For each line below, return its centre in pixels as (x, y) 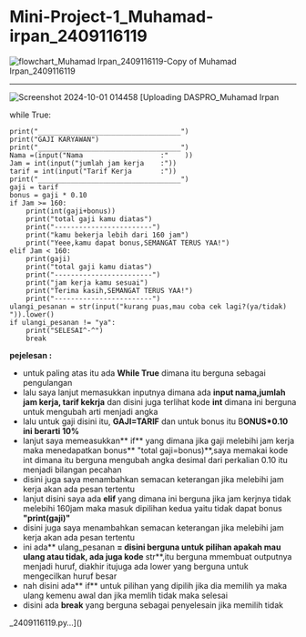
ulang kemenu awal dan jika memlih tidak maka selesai (125, 595)
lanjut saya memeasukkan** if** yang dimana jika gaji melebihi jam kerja (158, 440)
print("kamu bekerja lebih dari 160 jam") (107, 235)
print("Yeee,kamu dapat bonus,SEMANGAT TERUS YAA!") (128, 243)
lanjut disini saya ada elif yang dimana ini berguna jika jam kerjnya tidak (157, 499)
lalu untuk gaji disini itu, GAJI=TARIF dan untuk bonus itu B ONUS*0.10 (155, 421)
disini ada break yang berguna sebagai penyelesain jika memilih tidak (153, 605)
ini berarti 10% (51, 430)
